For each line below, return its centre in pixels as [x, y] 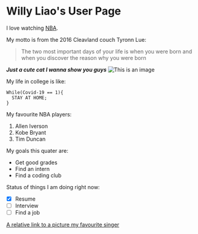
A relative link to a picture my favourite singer [63, 225]
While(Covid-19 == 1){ [35, 92]
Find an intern [32, 169]
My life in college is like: [36, 81]
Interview [27, 206]
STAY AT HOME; [29, 98]
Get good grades [36, 162]
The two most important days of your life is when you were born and [107, 51]
